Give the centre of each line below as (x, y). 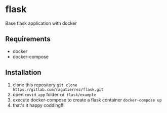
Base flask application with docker (41, 23)
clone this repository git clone (45, 85)
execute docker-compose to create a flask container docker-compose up (87, 100)
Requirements (28, 39)
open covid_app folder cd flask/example (54, 94)
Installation (23, 72)
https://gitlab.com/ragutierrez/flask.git (58, 89)
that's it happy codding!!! (38, 105)
